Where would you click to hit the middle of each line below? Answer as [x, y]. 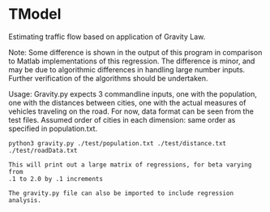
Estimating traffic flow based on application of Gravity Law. [107, 37]
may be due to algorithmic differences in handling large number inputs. [127, 69]
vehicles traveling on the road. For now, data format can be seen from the [131, 111]
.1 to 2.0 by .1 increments [56, 179]
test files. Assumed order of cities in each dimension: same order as [122, 119]
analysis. [25, 200]
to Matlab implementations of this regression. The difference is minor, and [132, 61]
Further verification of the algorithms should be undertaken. [108, 78]
